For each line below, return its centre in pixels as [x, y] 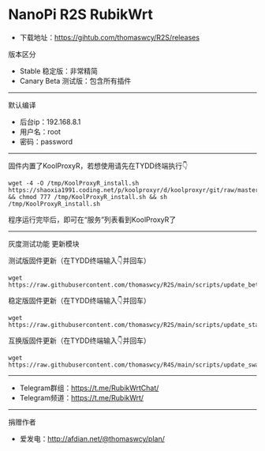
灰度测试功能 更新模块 [44, 243]
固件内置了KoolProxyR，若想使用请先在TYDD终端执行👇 [98, 165]
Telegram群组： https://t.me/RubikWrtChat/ [89, 388]
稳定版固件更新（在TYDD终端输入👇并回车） [80, 300]
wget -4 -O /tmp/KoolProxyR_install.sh [74, 183]
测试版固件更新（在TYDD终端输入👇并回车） [80, 260]
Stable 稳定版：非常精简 [59, 71]
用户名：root [40, 131]
